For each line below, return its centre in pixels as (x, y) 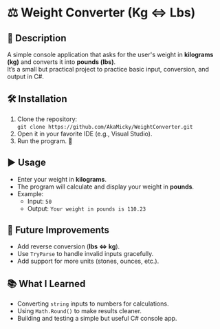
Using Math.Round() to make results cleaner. (79, 311)
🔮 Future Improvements (58, 230)
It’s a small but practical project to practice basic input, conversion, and (108, 69)
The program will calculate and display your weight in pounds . (106, 187)
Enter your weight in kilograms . (62, 179)
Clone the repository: (47, 119)
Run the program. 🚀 (45, 141)
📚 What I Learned (46, 284)
